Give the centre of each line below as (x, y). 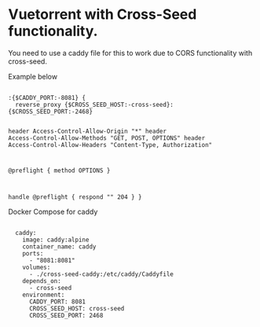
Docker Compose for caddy (53, 211)
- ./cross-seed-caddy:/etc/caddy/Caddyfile (101, 274)
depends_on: (42, 281)
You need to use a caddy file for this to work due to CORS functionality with (130, 53)
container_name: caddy (59, 246)
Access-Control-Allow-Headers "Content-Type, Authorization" (110, 145)
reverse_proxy (38, 105)
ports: (33, 253)
